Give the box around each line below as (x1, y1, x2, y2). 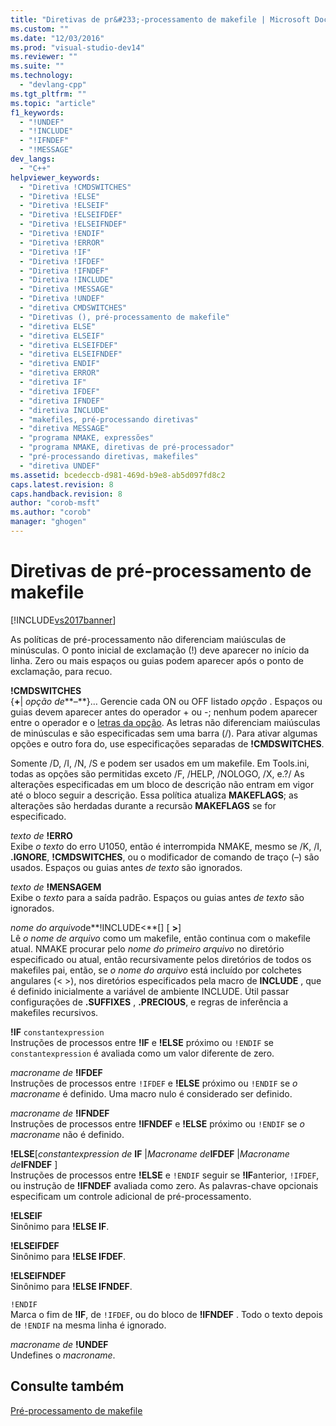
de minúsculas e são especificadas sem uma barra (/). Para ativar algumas (10, 727, 318, 739)
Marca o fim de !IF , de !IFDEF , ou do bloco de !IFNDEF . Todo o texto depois (10, 1308, 323, 1320)
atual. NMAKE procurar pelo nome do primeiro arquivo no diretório (10, 942, 285, 955)
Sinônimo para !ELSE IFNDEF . (10, 1280, 133, 1292)
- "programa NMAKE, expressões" (19, 433, 155, 443)
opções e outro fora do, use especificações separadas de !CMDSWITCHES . (10, 737, 325, 750)
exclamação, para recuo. (10, 665, 113, 677)
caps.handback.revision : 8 (10, 489, 123, 499)
